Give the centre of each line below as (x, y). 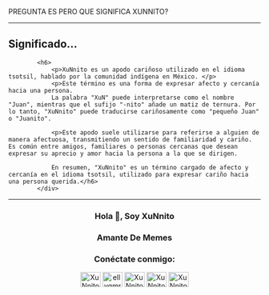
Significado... (43, 44)
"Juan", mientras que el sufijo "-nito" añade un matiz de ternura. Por (132, 104)
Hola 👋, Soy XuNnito (134, 216)
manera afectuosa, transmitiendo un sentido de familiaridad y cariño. (130, 139)
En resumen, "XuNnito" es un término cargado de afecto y (150, 167)
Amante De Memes (134, 237)
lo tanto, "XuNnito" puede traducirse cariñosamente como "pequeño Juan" (134, 111)
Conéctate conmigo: (134, 259)
